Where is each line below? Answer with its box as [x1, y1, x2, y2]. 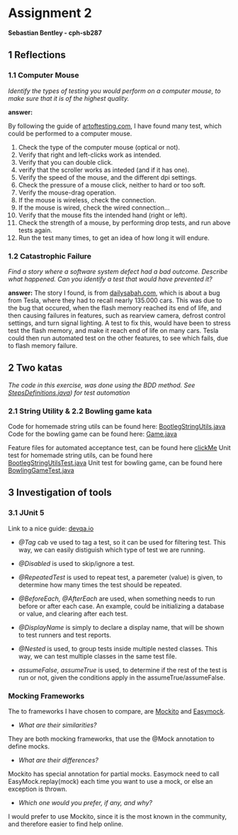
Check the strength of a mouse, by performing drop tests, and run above [18, 218, 231, 227]
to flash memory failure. [8, 341, 78, 349]
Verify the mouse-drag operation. [18, 188, 116, 197]
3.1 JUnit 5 [8, 508, 45, 518]
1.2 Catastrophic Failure [8, 251, 91, 261]
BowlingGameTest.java [8, 466, 74, 475]
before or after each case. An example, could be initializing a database [18, 601, 225, 610]
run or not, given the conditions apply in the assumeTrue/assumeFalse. [18, 673, 226, 682]
